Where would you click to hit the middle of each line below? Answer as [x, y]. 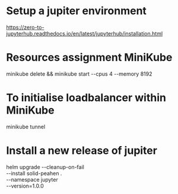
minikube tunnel [26, 127]
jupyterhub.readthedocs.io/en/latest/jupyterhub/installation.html [85, 33]
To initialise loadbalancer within [86, 98]
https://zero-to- [25, 27]
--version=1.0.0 [25, 186]
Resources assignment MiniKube [89, 58]
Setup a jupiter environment [77, 11]
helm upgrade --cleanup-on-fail [45, 167]
